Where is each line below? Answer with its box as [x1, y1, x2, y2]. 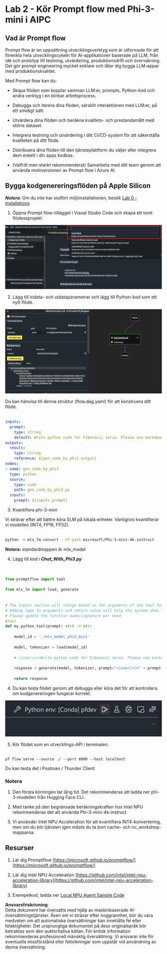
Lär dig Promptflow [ [12, 857, 55, 863]
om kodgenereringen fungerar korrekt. [12, 691, 91, 696]
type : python [9, 471, 37, 477]
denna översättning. [5, 944, 46, 950]
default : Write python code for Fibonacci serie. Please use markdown [14, 435, 164, 440]
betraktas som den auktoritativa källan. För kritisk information [5, 928, 131, 934]
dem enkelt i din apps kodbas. [12, 153, 74, 158]
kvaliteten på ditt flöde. [12, 138, 60, 143]
